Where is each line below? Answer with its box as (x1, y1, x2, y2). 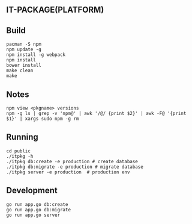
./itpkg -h (6, 153, 34, 159)
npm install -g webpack (6, 52, 66, 58)
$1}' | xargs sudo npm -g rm (6, 116, 79, 122)
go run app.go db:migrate (6, 207, 71, 213)
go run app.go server (6, 212, 61, 218)
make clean (6, 67, 34, 74)
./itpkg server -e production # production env (6, 169, 130, 175)
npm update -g (6, 46, 42, 53)
